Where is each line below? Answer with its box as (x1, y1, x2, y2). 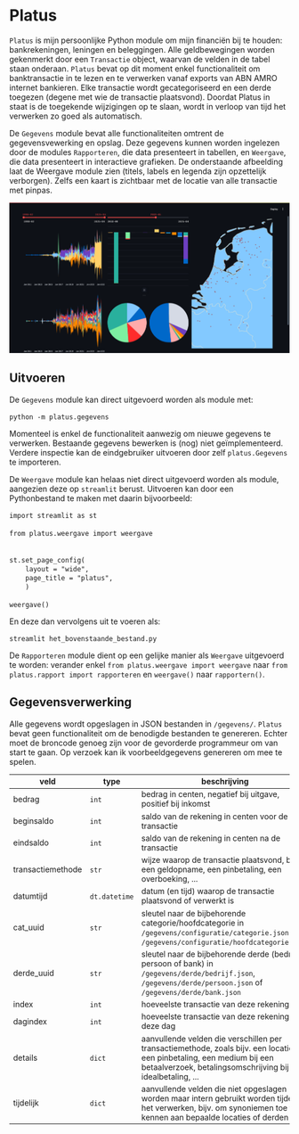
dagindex (12, 1015, 47, 1026)
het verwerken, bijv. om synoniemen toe (141, 1102, 287, 1113)
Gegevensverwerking (9, 694, 132, 710)
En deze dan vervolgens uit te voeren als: (9, 616, 161, 627)
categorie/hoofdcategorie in (141, 917, 245, 928)
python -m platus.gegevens (9, 412, 109, 422)
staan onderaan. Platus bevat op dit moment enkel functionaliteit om (9, 63, 261, 74)
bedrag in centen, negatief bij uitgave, (141, 789, 280, 800)
